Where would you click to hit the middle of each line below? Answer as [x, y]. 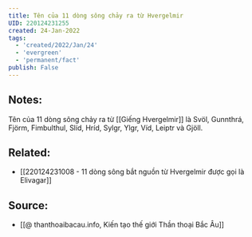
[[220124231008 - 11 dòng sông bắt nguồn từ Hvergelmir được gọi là [132, 172]
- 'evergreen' [39, 53]
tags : [17, 38]
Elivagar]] [35, 180]
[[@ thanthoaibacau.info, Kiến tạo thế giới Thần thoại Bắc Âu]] [122, 225]
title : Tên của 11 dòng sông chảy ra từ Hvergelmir [96, 16]
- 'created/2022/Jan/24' [57, 45]
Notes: [25, 100]
